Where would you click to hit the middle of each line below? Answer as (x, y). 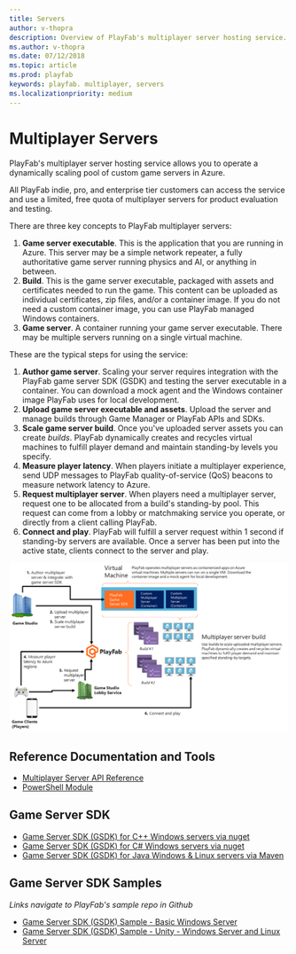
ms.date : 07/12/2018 (47, 56)
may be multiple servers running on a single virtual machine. (132, 337)
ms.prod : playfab (41, 75)
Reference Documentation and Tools (112, 757)
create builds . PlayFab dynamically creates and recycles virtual (137, 437)
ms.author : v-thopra (47, 47)
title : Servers (37, 19)
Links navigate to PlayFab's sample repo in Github (101, 904)
